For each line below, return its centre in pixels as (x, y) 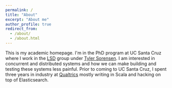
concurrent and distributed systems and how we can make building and (81, 64)
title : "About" (21, 15)
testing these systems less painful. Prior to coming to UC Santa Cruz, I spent (86, 69)
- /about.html (25, 39)
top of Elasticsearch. (27, 80)
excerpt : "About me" (27, 19)
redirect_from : (21, 29)
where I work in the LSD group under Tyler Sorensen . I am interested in (80, 58)
